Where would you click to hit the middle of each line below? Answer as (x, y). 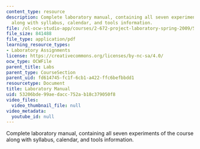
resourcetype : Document (36, 84)
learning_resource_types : (38, 45)
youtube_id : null (33, 116)
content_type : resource (36, 12)
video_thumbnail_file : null (46, 105)
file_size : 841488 (29, 34)
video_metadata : (26, 111)
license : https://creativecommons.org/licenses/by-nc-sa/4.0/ (85, 56)
